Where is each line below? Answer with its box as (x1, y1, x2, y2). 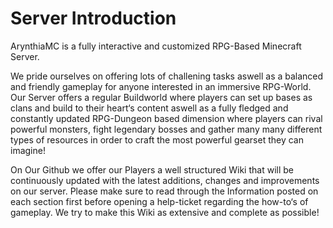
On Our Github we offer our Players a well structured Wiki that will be (10, 163, 294, 176)
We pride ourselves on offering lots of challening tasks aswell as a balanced (10, 70, 324, 82)
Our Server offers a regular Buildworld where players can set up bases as (10, 91, 313, 103)
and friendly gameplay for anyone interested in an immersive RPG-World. (10, 80, 312, 92)
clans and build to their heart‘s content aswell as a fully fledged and (10, 102, 289, 114)
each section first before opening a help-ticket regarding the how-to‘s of (10, 195, 309, 207)
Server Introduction (10, 7, 177, 30)
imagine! (10, 144, 46, 156)
